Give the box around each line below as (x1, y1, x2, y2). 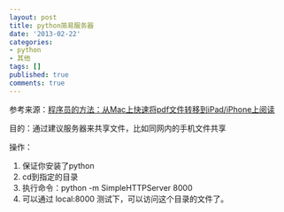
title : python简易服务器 (9, 21, 95, 30)
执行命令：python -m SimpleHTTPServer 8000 (21, 182, 193, 193)
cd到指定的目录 (21, 171, 79, 182)
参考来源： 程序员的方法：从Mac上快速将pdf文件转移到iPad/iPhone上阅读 (9, 103, 276, 115)
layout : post (9, 12, 58, 22)
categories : (9, 37, 53, 47)
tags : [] (9, 63, 42, 72)
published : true (9, 71, 69, 79)
